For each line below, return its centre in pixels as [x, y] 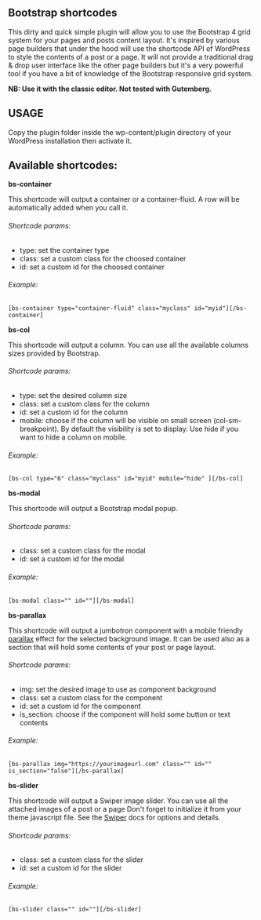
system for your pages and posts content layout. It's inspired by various [124, 40]
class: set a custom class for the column [85, 404]
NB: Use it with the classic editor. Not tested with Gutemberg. [110, 89]
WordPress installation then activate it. [70, 141]
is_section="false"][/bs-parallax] [66, 771]
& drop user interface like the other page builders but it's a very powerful [126, 65]
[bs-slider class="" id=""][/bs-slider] [75, 910]
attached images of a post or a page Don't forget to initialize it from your [125, 809]
